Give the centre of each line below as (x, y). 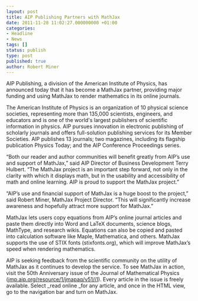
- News (14, 39)
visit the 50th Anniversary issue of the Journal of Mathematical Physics (93, 273)
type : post (20, 56)
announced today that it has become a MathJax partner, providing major (94, 90)
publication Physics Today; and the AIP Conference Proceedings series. (94, 145)
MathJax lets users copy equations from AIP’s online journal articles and (94, 217)
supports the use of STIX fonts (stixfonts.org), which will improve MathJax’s (98, 243)
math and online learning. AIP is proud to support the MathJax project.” (93, 182)
